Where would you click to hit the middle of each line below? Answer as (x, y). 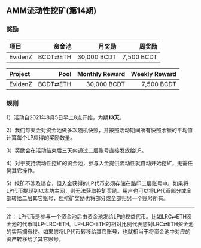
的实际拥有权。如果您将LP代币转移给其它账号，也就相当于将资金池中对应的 (98, 231)
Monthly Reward (101, 74)
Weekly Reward (153, 74)
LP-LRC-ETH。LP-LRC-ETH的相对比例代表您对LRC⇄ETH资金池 (115, 224)
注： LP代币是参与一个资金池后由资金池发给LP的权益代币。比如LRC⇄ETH (97, 216)
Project (20, 74)
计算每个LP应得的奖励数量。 (41, 137)
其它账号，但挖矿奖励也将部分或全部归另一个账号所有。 (100, 198)
